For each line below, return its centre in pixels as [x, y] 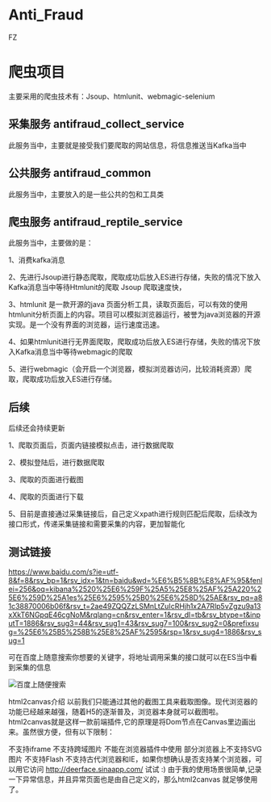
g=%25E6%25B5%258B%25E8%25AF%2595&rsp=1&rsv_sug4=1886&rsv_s [135, 632]
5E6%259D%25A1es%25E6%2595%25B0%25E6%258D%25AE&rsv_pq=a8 [135, 597]
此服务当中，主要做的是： [51, 243]
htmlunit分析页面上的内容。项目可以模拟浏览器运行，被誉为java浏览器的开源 [134, 315]
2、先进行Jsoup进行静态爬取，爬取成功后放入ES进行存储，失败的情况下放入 [135, 277]
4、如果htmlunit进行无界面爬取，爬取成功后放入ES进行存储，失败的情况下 [131, 342]
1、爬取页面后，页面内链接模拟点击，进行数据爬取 [91, 445]
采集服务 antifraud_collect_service [96, 124]
